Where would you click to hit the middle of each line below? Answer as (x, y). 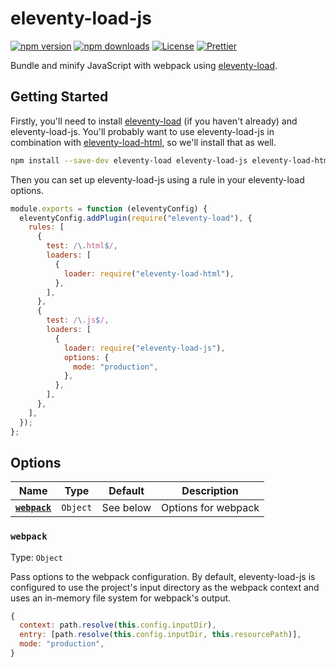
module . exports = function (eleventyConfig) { (109, 208)
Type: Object (36, 557)
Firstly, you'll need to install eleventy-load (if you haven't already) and (154, 121)
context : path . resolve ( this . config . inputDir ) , (118, 625)
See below (126, 508)
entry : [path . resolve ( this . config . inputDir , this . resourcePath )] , (160, 635)
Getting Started (59, 97)
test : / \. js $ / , (78, 320)
